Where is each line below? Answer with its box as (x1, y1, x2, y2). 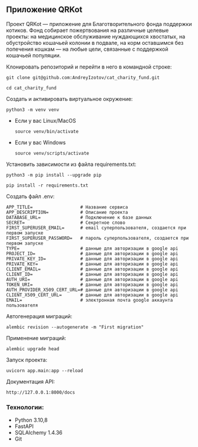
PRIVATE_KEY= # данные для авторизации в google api (6, 261, 178, 267)
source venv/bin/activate (14, 128, 79, 135)
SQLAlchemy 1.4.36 (14, 429, 63, 436)
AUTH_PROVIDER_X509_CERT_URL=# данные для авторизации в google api (6, 286, 178, 293)
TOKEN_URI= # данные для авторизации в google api (6, 282, 178, 288)
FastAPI (14, 423, 34, 430)
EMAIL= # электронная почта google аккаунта (6, 297, 173, 303)
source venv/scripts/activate (14, 150, 90, 156)
